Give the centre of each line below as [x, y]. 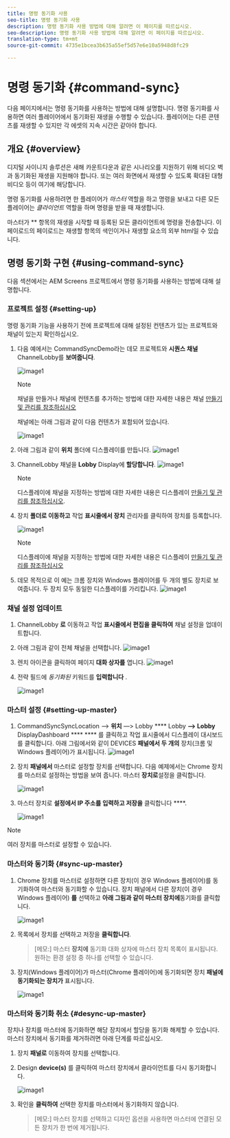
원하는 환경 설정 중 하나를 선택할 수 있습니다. [93, 957]
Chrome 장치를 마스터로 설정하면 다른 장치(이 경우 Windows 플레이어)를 [114, 880]
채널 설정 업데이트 [35, 608]
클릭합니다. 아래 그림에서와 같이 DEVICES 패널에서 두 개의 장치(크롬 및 [118, 744]
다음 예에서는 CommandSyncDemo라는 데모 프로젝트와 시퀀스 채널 [107, 348]
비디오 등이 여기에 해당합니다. [47, 184]
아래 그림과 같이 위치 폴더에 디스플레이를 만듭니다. [84, 450]
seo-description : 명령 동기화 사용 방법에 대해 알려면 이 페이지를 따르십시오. [106, 33]
